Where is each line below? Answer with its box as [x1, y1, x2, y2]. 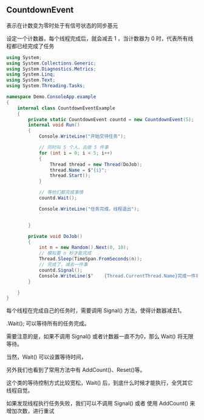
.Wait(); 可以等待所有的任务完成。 [6, 320, 90, 327]
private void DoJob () [28, 233, 83, 239]
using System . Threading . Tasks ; [6, 83, 86, 89]
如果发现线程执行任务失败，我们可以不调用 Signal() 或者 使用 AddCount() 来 [6, 400, 195, 407]
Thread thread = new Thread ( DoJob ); [49, 161, 143, 167]
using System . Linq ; [6, 71, 56, 78]
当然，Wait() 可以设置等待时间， [6, 353, 87, 361]
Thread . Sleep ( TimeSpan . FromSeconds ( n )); [38, 256, 143, 262]
